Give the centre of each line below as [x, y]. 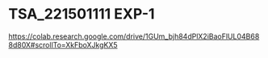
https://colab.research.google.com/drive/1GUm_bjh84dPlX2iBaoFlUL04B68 [134, 36]
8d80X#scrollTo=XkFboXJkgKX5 [63, 44]
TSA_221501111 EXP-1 [82, 14]
